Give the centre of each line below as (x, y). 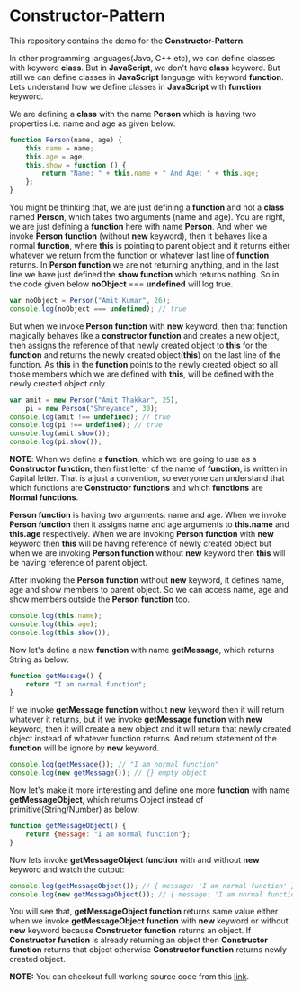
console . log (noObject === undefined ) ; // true (98, 309)
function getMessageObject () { (68, 826)
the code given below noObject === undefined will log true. (121, 284)
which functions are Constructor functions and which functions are (136, 488)
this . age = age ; (56, 157)
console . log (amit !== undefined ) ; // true (90, 417)
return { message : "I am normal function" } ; (108, 834)
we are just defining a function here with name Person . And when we (138, 227)
